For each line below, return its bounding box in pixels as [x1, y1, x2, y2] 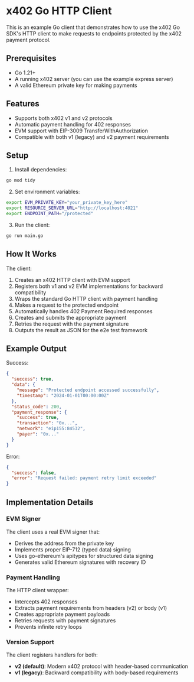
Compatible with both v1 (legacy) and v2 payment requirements [14, 133, 169, 140]
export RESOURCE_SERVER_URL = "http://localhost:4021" [6, 205, 139, 211]
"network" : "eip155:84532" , [17, 426, 86, 432]
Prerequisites [6, 53, 57, 63]
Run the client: [14, 221, 50, 228]
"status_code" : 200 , [11, 404, 62, 410]
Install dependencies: [14, 166, 67, 173]
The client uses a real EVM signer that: [6, 528, 100, 535]
